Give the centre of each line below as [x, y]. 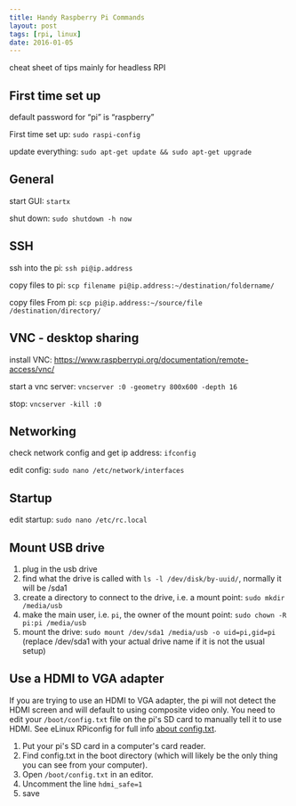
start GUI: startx [40, 200]
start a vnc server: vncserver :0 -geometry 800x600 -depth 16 [124, 386]
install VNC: [31, 359]
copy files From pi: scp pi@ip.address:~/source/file [106, 302]
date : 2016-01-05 [41, 42]
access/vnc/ [32, 369]
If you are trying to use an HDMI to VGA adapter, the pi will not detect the [143, 700]
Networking [43, 431]
